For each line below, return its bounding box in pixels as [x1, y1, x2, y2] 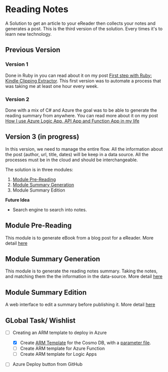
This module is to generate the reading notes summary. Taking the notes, [5, 268, 158, 274]
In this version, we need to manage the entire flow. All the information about [5, 146, 163, 152]
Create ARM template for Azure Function [20, 345, 105, 352]
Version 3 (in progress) [5, 132, 79, 141]
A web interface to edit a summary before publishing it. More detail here [5, 302, 155, 308]
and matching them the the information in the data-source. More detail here [5, 273, 163, 280]
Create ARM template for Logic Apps [20, 351, 97, 357]
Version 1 [5, 61, 29, 68]
